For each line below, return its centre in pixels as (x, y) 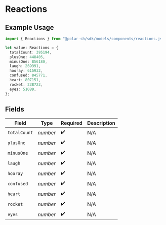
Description (101, 123)
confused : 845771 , (29, 75)
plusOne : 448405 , (27, 57)
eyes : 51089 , (23, 89)
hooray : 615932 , (26, 71)
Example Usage (30, 28)
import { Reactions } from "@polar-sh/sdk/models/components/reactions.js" (85, 39)
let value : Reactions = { (32, 48)
